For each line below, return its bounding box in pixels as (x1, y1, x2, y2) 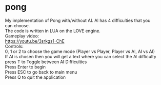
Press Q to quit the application (5, 74, 66, 80)
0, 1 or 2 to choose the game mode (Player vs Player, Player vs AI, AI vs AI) (5, 48, 155, 54)
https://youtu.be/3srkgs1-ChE (5, 38, 65, 44)
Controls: (5, 43, 23, 49)
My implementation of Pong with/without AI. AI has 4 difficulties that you (5, 17, 151, 23)
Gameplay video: (5, 33, 39, 39)
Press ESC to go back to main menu (5, 69, 77, 75)
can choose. (5, 22, 30, 28)
